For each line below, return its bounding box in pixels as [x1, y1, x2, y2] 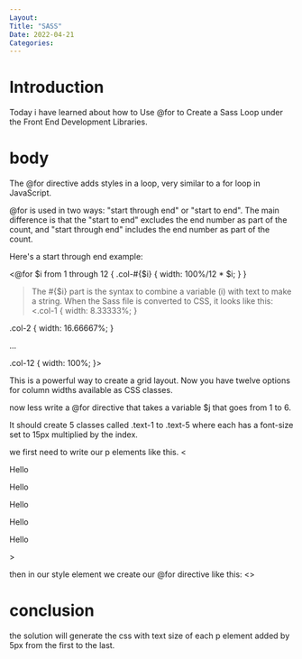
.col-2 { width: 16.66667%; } [9, 323, 114, 334]
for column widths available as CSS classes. [9, 385, 173, 396]
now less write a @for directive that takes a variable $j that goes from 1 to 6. [9, 402, 291, 413]
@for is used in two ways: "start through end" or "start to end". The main [9, 205, 279, 216]
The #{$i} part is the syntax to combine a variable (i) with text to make [31, 286, 292, 297]
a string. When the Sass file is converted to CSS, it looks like [31, 296, 256, 307]
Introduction [9, 78, 105, 97]
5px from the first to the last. [9, 640, 115, 651]
